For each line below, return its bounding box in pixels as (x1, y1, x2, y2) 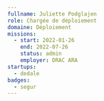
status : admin (20, 51, 62, 58)
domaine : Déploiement (7, 23, 72, 31)
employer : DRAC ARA (20, 57, 78, 64)
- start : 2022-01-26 (14, 37, 75, 44)
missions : (7, 30, 37, 38)
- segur (14, 83, 37, 90)
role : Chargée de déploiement (7, 17, 98, 24)
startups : (7, 63, 37, 70)
